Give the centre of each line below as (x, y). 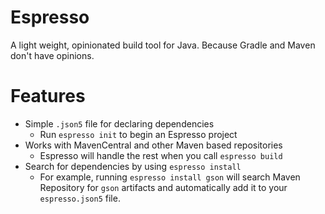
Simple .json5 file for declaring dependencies (119, 123)
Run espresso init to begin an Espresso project (138, 134)
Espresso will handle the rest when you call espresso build (161, 155)
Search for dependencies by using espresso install (133, 166)
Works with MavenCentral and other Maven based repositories (153, 145)
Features (48, 96)
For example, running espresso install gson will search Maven (170, 177)
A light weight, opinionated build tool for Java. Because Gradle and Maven (163, 45)
